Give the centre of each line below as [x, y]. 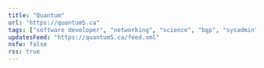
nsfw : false [27, 45]
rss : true [24, 52]
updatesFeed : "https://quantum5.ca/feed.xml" [84, 37]
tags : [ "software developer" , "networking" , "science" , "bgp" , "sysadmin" [133, 30]
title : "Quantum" [37, 15]
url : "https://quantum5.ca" [54, 23]
